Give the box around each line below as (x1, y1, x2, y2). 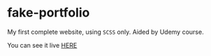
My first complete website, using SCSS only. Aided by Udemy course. (7, 28, 204, 36)
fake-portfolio (7, 5, 90, 21)
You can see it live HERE (7, 41, 78, 49)
